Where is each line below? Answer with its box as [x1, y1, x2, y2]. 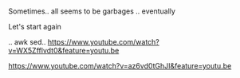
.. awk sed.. [8, 37, 46, 47]
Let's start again [8, 22, 62, 32]
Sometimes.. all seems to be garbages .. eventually [8, 6, 175, 16]
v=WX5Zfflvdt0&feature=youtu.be [8, 46, 120, 56]
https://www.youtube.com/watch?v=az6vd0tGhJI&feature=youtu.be [8, 61, 232, 71]
